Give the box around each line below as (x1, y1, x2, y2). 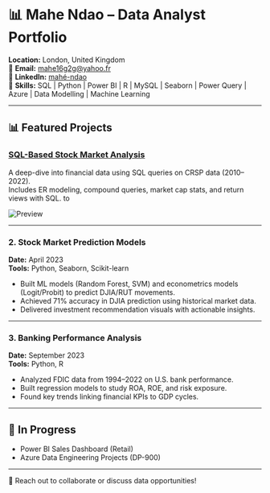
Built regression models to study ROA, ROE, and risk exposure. (19, 383, 227, 393)
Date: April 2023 (8, 255, 64, 264)
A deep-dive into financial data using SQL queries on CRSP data (8, 168, 221, 177)
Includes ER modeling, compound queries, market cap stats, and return (8, 184, 244, 194)
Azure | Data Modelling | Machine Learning (8, 89, 150, 98)
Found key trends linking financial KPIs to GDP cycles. (19, 391, 199, 402)
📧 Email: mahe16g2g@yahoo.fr (8, 63, 111, 72)
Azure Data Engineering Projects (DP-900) (19, 453, 161, 462)
